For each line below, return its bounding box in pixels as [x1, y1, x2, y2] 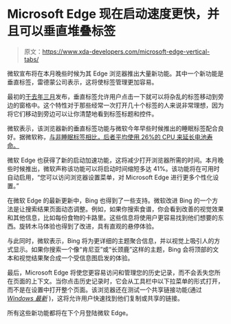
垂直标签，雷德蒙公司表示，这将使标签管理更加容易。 [7, 78, 158, 86]
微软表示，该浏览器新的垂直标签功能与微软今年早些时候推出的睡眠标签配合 [7, 124, 218, 132]
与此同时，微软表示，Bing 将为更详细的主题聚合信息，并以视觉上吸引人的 [7, 236, 214, 244]
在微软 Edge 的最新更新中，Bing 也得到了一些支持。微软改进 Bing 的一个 [7, 196, 212, 205]
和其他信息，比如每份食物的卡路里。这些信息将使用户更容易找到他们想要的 [7, 213, 218, 222]
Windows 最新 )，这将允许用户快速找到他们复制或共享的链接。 [7, 294, 184, 302]
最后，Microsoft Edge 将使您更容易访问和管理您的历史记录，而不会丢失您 [7, 268, 215, 277]
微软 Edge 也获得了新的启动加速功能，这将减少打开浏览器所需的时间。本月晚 [7, 156, 224, 164]
